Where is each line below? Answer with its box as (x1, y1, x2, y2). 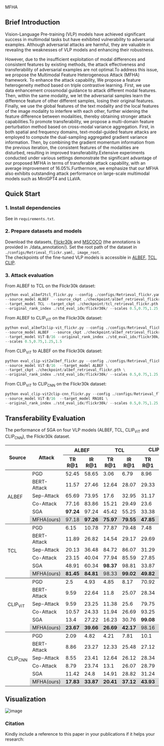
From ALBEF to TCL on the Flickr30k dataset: (5, 283, 96, 289)
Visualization (5, 695, 46, 703)
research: (5, 736, 24, 742)
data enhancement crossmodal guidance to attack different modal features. (5, 87, 157, 93)
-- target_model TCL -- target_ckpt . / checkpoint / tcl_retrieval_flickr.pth (5, 301, 159, 306)
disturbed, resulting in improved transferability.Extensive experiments (5, 149, 145, 155)
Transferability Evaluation (5, 414, 85, 422)
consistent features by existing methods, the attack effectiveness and (5, 61, 145, 67)
